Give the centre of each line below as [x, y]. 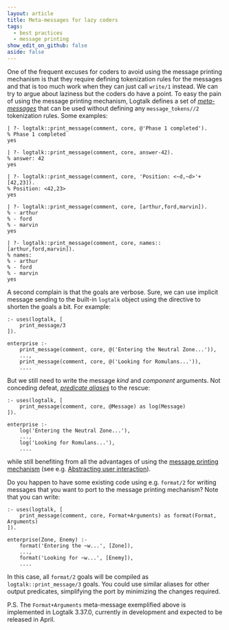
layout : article [30, 13]
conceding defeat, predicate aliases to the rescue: [79, 388]
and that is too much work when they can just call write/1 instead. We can [113, 86]
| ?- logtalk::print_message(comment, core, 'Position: [89, 177]
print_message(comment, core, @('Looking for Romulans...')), [110, 362]
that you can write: [34, 497]
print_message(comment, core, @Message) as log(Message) [103, 406]
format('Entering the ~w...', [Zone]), [77, 546]
